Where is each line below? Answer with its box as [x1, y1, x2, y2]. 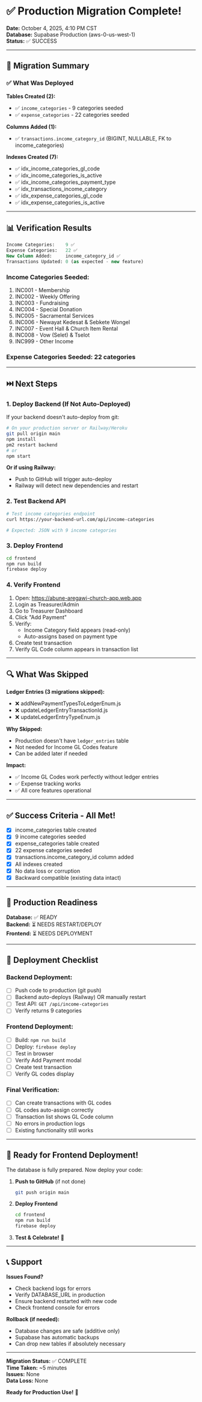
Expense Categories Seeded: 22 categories [6, 353, 136, 361]
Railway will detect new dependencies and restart [14, 482, 138, 489]
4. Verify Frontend [6, 581, 61, 589]
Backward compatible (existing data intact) [14, 874, 121, 881]
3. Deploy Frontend [6, 541, 63, 550]
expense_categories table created [14, 840, 100, 847]
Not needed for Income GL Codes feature [14, 744, 118, 751]
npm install [6, 436, 36, 442]
